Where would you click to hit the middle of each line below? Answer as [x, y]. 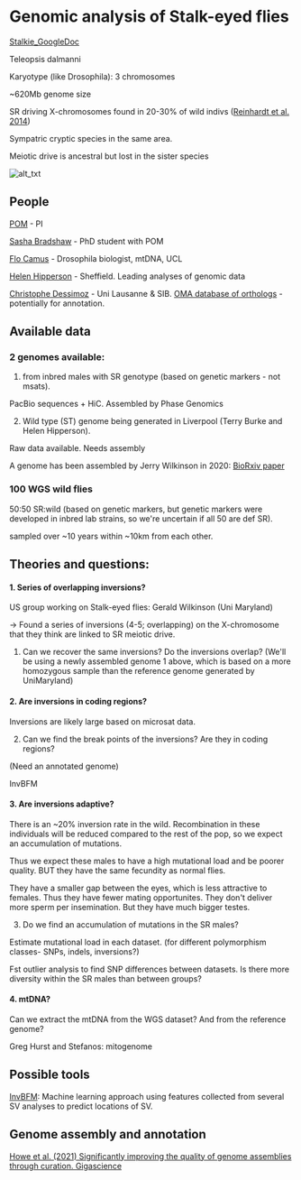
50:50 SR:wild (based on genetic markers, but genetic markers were [136, 509]
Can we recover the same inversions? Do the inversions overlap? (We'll [154, 652]
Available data [50, 332]
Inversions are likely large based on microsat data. [103, 721]
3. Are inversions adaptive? [62, 804]
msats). [36, 386]
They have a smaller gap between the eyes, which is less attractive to [138, 888]
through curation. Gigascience [66, 1166]
